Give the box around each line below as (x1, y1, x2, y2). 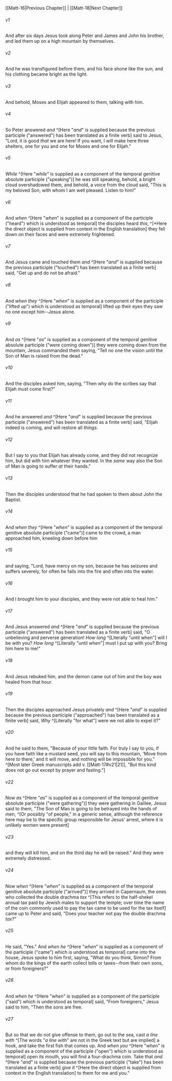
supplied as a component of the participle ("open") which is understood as (5, 1048, 163, 1054)
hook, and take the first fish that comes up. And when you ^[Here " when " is (5, 1042, 165, 1049)
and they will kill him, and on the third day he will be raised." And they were (5, 849, 164, 856)
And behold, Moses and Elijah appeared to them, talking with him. (5, 99, 144, 105)
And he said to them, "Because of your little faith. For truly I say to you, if (5, 745, 159, 751)
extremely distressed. (5, 855, 51, 861)
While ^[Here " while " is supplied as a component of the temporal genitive (5, 171, 160, 177)
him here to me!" (5, 646, 41, 652)
